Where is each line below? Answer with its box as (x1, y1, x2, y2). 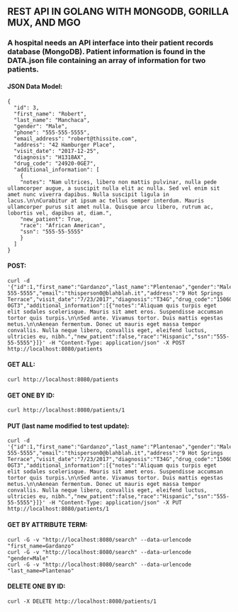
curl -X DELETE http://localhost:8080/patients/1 (7, 598, 157, 605)
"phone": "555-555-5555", (13, 129, 91, 136)
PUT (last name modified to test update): (7, 421, 130, 430)
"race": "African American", (20, 222, 106, 229)
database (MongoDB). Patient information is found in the (7, 47, 206, 57)
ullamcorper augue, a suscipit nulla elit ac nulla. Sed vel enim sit (7, 184, 220, 192)
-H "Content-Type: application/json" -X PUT (48, 499, 182, 506)
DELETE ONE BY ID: (7, 582, 66, 591)
